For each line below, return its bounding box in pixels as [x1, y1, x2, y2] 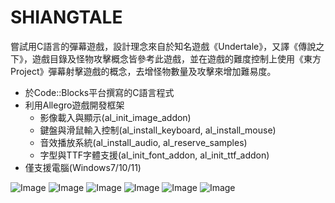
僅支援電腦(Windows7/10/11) [24, 161, 142, 173]
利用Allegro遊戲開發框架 [24, 99, 125, 111]
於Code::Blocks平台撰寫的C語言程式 [24, 86, 175, 98]
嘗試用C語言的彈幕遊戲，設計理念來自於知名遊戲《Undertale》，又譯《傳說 [10, 40, 317, 52]
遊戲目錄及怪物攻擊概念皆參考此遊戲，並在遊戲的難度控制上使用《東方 [31, 52, 322, 65]
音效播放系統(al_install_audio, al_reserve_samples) [39, 136, 248, 148]
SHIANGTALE [10, 6, 123, 29]
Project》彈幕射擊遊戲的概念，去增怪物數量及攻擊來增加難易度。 [10, 65, 277, 77]
